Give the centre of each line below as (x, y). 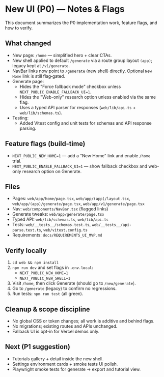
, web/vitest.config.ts (64, 230)
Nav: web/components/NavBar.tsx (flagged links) (60, 209)
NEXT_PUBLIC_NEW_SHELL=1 (45, 279)
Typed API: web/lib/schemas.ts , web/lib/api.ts (60, 219)
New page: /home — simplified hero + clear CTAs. (62, 55)
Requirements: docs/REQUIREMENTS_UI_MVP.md (57, 235)
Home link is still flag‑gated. (39, 76)
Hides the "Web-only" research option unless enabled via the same (88, 97)
